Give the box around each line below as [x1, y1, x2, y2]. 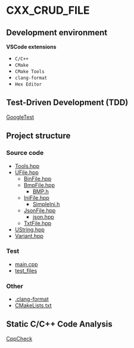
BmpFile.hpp [23, 181, 55, 188]
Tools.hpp [14, 162, 40, 169]
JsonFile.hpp [23, 207, 56, 214]
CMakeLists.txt [14, 302, 52, 309]
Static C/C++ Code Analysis [6, 319, 113, 329]
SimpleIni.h [32, 200, 60, 207]
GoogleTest [6, 113, 35, 120]
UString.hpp [14, 225, 45, 233]
